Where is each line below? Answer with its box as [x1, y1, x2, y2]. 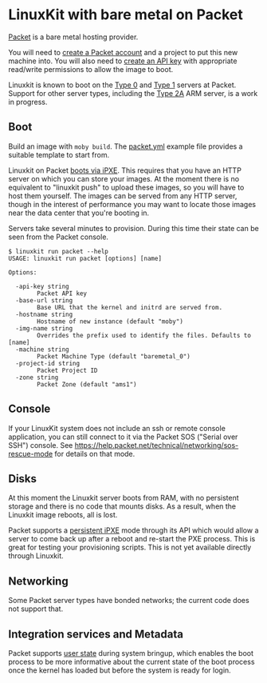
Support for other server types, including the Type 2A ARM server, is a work [8, 88, 258, 98]
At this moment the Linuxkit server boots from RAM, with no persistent [8, 493, 239, 503]
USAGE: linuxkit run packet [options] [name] [8, 254, 162, 262]
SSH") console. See [8, 440, 73, 449]
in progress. [8, 97, 48, 106]
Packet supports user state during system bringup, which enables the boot [8, 649, 253, 657]
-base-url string [15, 296, 73, 305]
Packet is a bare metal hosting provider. [8, 32, 139, 42]
